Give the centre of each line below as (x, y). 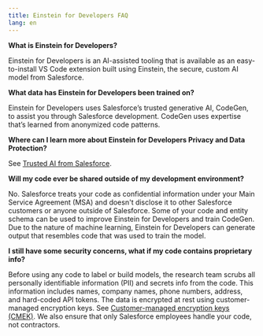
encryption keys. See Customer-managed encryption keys (135, 308)
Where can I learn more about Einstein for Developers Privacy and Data (127, 139)
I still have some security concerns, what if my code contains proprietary (130, 251)
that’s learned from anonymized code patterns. (84, 124)
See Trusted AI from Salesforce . (60, 163)
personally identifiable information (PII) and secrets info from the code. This (131, 282)
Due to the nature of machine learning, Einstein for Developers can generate (132, 227)
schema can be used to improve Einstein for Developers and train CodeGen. (131, 219)
